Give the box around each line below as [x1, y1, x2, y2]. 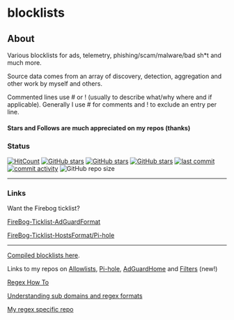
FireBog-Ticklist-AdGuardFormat [7, 218, 101, 226]
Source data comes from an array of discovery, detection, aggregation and [7, 72, 222, 80]
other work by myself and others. [7, 79, 103, 88]
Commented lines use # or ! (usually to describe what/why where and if [7, 93, 212, 101]
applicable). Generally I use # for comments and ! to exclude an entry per [7, 100, 217, 109]
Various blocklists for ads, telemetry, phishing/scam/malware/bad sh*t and [7, 51, 221, 59]
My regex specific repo [7, 305, 74, 314]
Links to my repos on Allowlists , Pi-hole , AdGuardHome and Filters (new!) [7, 265, 218, 273]
